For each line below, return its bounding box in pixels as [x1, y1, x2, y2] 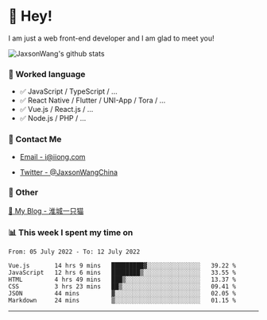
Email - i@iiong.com [19, 152, 86, 161]
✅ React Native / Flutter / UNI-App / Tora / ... [19, 95, 166, 106]
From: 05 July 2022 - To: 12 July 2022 [8, 248, 141, 256]
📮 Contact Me [8, 134, 62, 145]
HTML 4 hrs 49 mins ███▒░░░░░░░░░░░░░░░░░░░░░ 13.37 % [8, 276, 237, 284]
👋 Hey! [8, 7, 53, 25]
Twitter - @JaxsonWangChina [19, 167, 118, 177]
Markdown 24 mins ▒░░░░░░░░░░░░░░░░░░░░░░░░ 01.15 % [8, 297, 237, 305]
